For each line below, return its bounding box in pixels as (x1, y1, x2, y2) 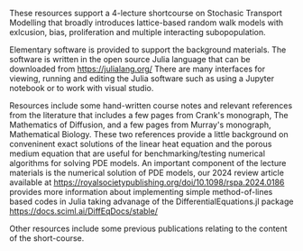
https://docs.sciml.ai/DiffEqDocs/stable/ (9, 206, 158, 216)
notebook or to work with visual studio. (9, 83, 154, 93)
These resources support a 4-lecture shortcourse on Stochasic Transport (9, 8, 282, 18)
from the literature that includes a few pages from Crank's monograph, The (9, 110, 289, 120)
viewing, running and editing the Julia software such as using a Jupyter (9, 73, 275, 84)
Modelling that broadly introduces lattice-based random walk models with (9, 17, 284, 28)
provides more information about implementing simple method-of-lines (9, 187, 273, 197)
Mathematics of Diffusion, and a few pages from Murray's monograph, (9, 119, 272, 130)
